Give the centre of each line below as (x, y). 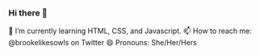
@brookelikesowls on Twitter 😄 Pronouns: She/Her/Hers (103, 43)
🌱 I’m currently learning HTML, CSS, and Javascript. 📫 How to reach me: (130, 31)
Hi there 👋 (28, 13)
